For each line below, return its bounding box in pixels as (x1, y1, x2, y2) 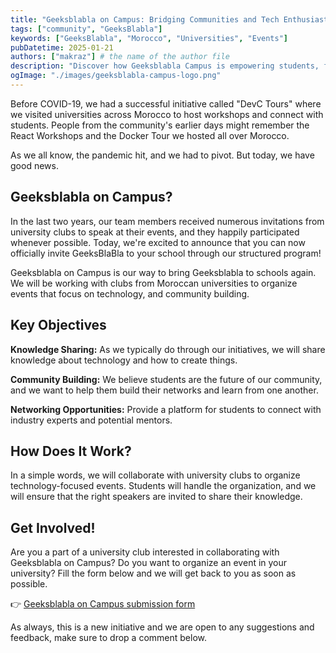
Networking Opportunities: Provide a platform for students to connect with (10, 403, 322, 415)
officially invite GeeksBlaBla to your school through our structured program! (10, 247, 322, 259)
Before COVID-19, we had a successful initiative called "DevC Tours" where (10, 97, 322, 110)
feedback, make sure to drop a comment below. (10, 632, 207, 644)
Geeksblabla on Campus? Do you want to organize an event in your (10, 557, 288, 569)
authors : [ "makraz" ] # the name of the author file (10, 52, 230, 62)
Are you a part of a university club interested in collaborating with (10, 546, 280, 558)
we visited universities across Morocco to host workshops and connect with (10, 108, 324, 120)
